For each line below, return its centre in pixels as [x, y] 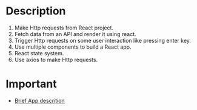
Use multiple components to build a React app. [73, 47]
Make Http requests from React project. [64, 28]
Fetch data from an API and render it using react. [75, 34]
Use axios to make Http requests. [56, 60]
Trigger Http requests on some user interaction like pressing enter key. [103, 40]
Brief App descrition [39, 100]
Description [36, 11]
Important [31, 84]
